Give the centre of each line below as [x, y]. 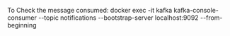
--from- [212, 18]
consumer [22, 18]
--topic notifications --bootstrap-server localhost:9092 [119, 18]
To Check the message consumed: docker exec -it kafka [90, 10]
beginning [22, 25]
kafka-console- [196, 10]
